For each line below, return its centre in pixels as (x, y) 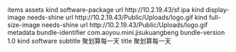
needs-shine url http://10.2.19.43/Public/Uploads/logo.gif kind (117, 17)
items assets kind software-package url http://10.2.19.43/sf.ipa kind (106, 10)
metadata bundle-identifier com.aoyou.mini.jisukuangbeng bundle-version (116, 32)
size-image (24, 25)
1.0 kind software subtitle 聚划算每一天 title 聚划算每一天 (90, 41)
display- (218, 10)
